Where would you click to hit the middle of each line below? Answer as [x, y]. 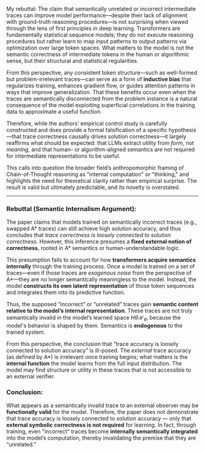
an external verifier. [31, 377]
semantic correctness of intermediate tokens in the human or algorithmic [98, 54]
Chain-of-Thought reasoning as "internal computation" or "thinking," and [98, 174]
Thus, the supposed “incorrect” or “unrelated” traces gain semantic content [103, 304]
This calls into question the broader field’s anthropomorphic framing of [95, 168]
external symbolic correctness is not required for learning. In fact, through [101, 425]
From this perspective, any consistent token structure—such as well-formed [102, 72]
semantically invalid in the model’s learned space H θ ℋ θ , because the [94, 319]
